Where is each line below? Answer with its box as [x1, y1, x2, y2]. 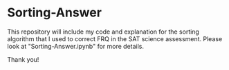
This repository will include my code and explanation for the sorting [7, 27, 199, 36]
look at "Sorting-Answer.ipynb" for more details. [7, 42, 144, 50]
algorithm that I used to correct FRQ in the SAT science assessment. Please [7, 34, 223, 43]
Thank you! [7, 55, 39, 63]
